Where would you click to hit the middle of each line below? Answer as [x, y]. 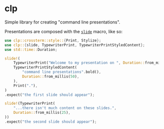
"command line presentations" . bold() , [62, 72]
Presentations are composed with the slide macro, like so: [64, 31]
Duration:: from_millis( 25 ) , [42, 113]
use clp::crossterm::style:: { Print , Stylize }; [53, 40]
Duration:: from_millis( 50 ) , [51, 77]
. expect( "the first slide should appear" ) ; [50, 95]
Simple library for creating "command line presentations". [62, 22]
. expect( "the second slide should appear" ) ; [51, 122]
